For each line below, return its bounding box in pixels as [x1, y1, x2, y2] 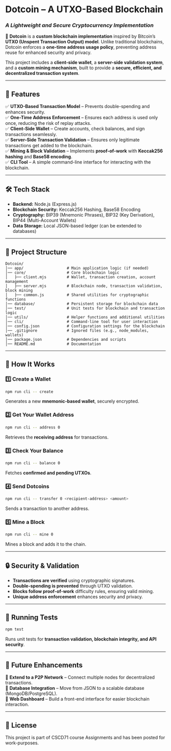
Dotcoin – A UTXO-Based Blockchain [5, 4, 163, 15]
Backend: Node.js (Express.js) [12, 201, 77, 207]
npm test [5, 627, 24, 632]
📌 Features [5, 90, 40, 98]
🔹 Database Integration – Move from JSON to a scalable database [5, 685, 145, 691]
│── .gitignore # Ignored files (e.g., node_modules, [5, 328, 149, 333]
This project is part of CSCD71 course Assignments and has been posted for [5, 735, 165, 741]
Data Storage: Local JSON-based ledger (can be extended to [12, 223, 142, 229]
